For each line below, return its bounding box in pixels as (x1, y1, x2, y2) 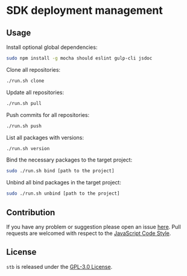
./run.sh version (6, 145, 50, 151)
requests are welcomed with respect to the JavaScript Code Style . (6, 230, 171, 237)
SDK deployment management (6, 4, 163, 17)
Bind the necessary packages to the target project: (6, 156, 133, 163)
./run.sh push (6, 123, 42, 129)
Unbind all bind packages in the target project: (6, 179, 122, 186)
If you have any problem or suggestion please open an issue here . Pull (6, 223, 181, 230)
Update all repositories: (6, 89, 65, 96)
